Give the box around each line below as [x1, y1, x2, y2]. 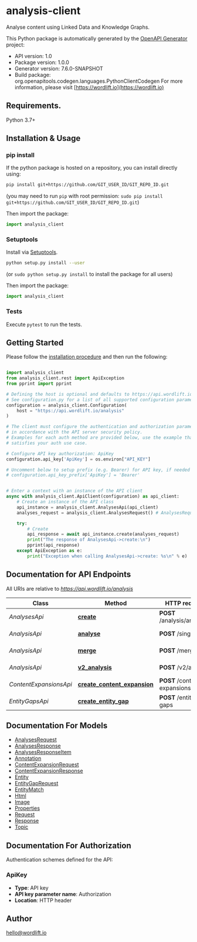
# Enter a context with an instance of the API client [6, 488, 143, 494]
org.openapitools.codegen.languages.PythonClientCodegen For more [14, 78, 183, 85]
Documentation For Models [6, 721, 108, 731]
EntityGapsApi [9, 697, 49, 705]
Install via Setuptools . [6, 248, 58, 256]
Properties [14, 805, 40, 812]
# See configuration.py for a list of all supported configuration [6, 396, 175, 403]
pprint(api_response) [27, 542, 80, 549]
